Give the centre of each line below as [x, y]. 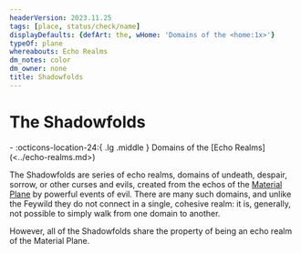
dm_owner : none [38, 69]
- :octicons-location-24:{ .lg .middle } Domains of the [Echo [121, 147]
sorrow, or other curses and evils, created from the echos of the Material [146, 184]
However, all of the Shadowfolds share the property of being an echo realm [151, 231]
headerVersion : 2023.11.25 [61, 18]
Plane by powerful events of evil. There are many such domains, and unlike [150, 194]
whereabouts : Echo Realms [58, 52]
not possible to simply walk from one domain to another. [115, 213]
